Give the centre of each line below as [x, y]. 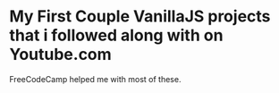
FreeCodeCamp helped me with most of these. [95, 79]
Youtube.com [60, 55]
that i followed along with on [116, 35]
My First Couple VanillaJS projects [140, 17]
